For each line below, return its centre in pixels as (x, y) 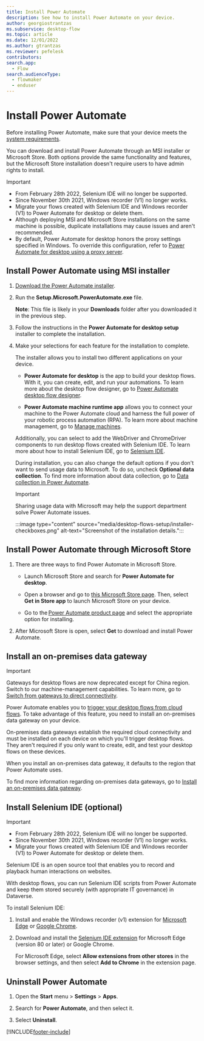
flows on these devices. (36, 751)
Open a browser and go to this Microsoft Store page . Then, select (106, 594)
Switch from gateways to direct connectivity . (62, 696)
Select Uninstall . (36, 1020)
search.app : (21, 63)
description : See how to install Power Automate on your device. (90, 18)
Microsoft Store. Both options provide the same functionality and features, (99, 157)
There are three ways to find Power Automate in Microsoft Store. (96, 564)
